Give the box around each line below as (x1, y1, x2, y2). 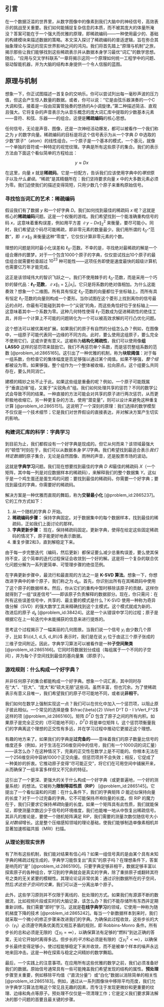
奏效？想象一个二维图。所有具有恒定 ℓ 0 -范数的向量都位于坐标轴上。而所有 (5, 288, 153, 295)
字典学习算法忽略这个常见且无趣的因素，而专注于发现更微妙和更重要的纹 (9, 984, 154, 990)
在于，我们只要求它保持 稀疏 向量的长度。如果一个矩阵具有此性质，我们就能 (5, 801, 154, 807)
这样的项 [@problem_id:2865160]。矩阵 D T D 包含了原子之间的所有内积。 (5, 712, 151, 719)
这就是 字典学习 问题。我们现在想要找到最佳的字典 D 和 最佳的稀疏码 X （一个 (5, 463, 156, 469)
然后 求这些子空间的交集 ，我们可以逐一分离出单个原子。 (5, 881, 116, 887)
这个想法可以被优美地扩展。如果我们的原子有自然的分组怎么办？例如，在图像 (5, 326, 159, 332)
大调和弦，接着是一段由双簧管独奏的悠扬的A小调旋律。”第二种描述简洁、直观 (5, 103, 157, 109)
